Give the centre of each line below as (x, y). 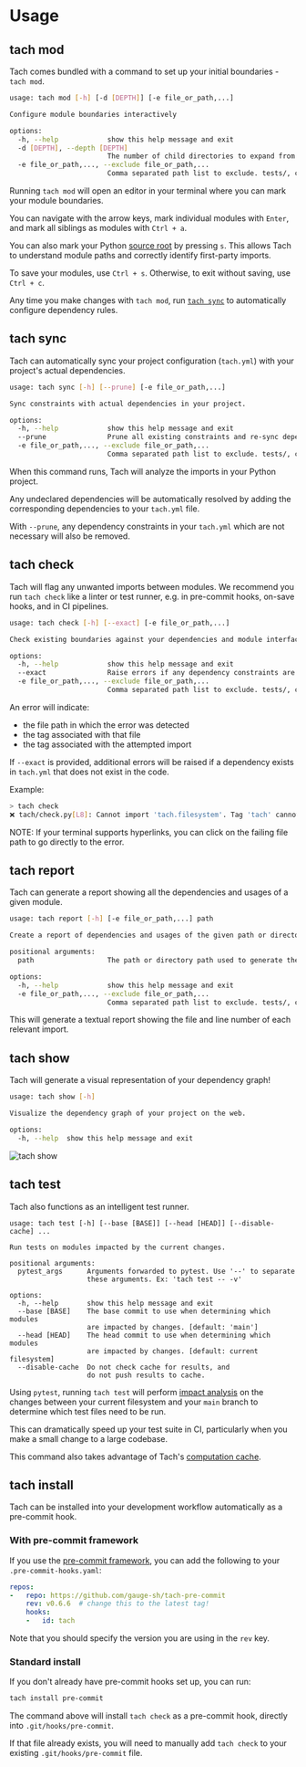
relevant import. (39, 1029)
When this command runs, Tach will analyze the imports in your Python (143, 471)
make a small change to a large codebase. (89, 1438)
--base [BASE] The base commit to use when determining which (144, 1311)
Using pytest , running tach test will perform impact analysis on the (137, 1392)
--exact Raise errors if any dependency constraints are (157, 673)
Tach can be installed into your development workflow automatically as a (146, 1507)
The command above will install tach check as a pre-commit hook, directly (149, 1716)
